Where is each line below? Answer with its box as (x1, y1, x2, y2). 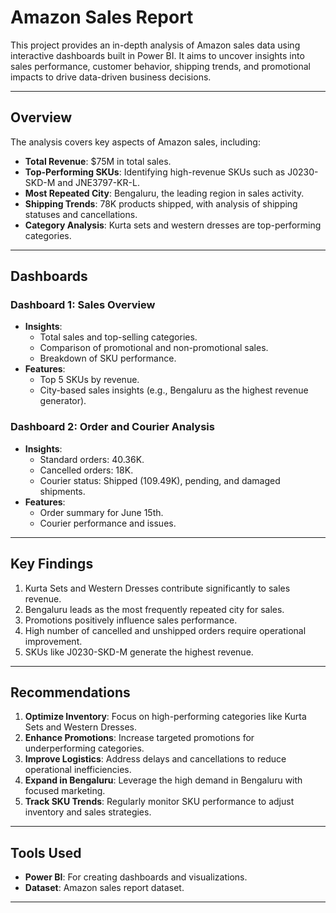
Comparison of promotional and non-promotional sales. (39, 342, 269, 354)
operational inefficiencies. (24, 764, 132, 776)
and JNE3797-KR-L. (57, 176, 140, 188)
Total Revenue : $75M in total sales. (24, 155, 172, 167)
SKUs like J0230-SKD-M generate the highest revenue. (24, 646, 254, 658)
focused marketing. (24, 785, 106, 797)
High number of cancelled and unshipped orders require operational (24, 624, 307, 636)
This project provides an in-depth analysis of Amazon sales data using (10, 39, 301, 51)
